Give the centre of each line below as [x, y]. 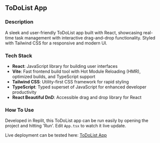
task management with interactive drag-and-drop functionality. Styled [85, 38]
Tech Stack [19, 56]
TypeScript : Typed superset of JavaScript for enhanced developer [79, 87]
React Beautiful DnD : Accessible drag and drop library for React [77, 97]
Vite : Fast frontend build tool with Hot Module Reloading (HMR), [76, 71]
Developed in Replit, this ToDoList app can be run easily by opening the [77, 121]
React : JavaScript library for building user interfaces [65, 66]
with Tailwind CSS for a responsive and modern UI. [56, 43]
